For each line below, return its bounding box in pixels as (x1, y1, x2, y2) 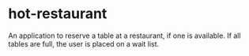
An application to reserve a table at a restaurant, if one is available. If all (8, 31, 241, 40)
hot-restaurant (8, 5, 108, 23)
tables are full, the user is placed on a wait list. (8, 39, 160, 48)
